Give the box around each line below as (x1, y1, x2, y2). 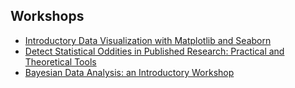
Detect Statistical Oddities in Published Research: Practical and (24, 45, 285, 57)
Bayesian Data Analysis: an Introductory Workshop (24, 66, 235, 78)
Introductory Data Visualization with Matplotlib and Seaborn (24, 34, 272, 46)
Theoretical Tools (24, 55, 97, 68)
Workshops (10, 8, 85, 25)
